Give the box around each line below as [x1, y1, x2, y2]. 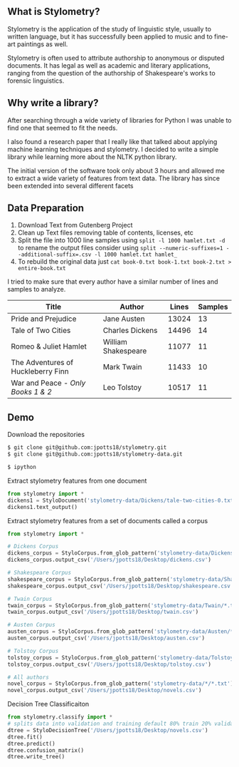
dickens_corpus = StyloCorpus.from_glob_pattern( [7, 550, 158, 557]
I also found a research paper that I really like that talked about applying [7, 137, 218, 145]
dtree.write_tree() [7, 753, 65, 761]
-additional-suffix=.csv [17, 251, 92, 259]
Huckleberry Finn [11, 366, 69, 376]
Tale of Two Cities [11, 326, 71, 336]
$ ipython [7, 463, 37, 470]
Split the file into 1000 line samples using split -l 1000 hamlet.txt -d [17, 236, 225, 244]
